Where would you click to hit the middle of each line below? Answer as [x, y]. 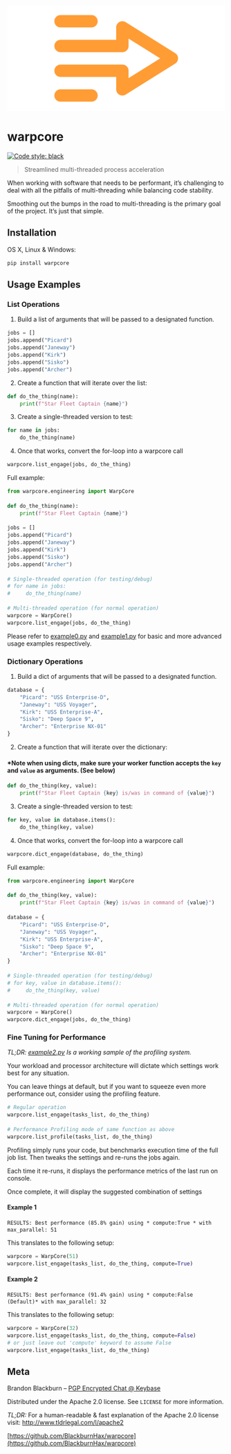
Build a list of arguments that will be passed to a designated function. [115, 319]
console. [20, 1178]
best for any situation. [38, 1073]
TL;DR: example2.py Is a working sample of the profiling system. [99, 1052]
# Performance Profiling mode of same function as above [91, 1130]
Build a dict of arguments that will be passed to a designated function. [117, 676]
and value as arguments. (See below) [61, 770]
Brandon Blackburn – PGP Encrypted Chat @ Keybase [84, 1388]
